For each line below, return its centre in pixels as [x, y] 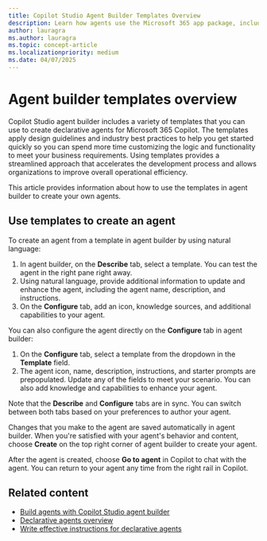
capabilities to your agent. [62, 314]
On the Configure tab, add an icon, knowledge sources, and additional [135, 306]
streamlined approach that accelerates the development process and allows [132, 163]
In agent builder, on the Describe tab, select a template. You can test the [139, 264]
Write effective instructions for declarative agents [101, 529]
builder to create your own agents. [65, 196]
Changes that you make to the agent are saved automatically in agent [122, 427]
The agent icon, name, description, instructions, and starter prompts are [137, 371]
